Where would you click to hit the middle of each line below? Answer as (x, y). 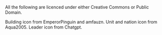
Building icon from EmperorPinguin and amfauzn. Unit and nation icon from (81, 22)
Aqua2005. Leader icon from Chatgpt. (44, 27)
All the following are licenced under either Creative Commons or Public (77, 7)
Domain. (14, 12)
